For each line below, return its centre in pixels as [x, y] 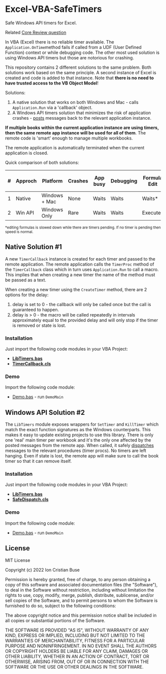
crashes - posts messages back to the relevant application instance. [82, 118]
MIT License [18, 560]
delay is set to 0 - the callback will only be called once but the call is [82, 304]
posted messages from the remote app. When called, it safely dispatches [80, 446]
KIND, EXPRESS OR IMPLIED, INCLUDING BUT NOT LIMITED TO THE [75, 635]
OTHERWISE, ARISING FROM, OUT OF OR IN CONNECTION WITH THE [77, 662]
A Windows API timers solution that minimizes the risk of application [82, 113]
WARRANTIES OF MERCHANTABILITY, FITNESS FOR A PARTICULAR [75, 640]
